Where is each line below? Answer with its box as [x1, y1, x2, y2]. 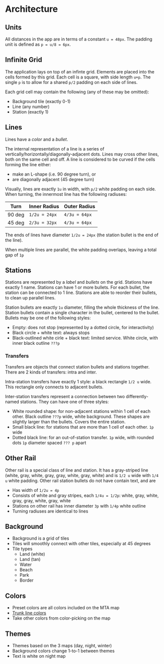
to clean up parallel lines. [5, 295, 55, 301]
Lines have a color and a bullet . [5, 136, 68, 142]
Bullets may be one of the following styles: [5, 315, 91, 321]
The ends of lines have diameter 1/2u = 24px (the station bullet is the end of [5, 232, 159, 238]
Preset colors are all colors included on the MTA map [12, 605, 120, 611]
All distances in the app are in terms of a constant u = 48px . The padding [5, 36, 153, 42]
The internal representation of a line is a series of [5, 146, 105, 151]
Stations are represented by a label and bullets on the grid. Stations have [5, 279, 153, 285]
